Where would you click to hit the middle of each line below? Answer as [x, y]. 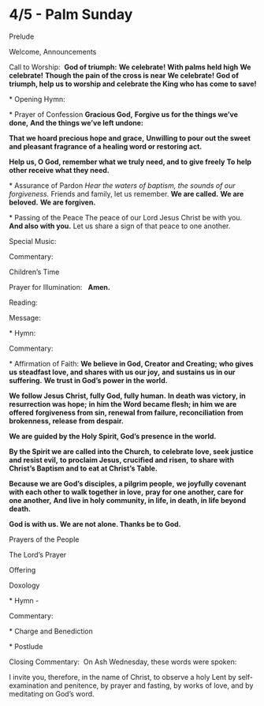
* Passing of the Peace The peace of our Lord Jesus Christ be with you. [126, 217]
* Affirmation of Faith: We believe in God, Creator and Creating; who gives [131, 363]
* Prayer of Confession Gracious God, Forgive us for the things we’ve [124, 114]
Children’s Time [34, 272]
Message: [25, 317]
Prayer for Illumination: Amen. [60, 287]
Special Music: [33, 241]
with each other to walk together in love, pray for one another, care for [126, 492]
